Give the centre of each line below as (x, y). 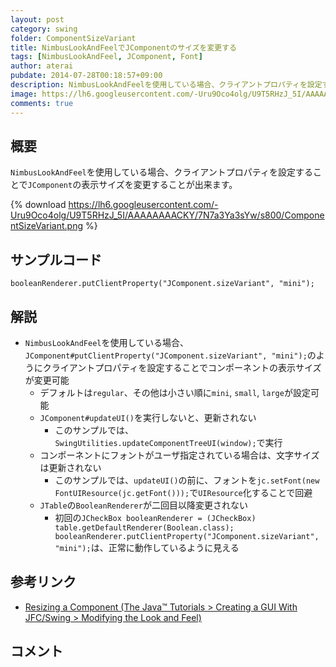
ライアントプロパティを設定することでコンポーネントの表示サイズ (186, 367)
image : (24, 94)
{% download (38, 205)
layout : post (37, 19)
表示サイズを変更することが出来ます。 (159, 185)
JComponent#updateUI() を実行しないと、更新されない (148, 417)
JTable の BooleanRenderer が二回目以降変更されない (143, 505)
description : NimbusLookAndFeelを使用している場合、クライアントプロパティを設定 (166, 85)
